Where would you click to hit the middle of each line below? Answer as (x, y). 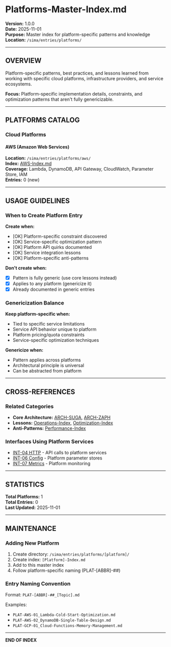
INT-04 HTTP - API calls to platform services (60, 453)
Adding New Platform (32, 543)
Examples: (16, 605)
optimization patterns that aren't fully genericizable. (60, 99)
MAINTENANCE (31, 528)
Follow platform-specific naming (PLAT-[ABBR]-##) (66, 570)
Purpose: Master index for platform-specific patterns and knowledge (78, 34)
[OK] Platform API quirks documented (52, 247)
